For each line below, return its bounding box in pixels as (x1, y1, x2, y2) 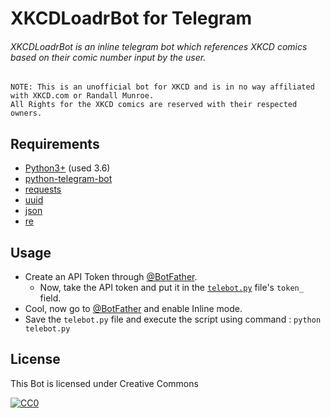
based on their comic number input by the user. (10, 51, 207, 63)
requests (24, 183, 62, 196)
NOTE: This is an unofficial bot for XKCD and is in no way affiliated (10, 82, 315, 92)
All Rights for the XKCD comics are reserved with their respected (10, 100, 298, 110)
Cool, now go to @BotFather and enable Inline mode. (24, 303, 243, 315)
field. (39, 292, 62, 304)
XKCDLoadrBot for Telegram (10, 7, 252, 30)
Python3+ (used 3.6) (24, 162, 111, 174)
